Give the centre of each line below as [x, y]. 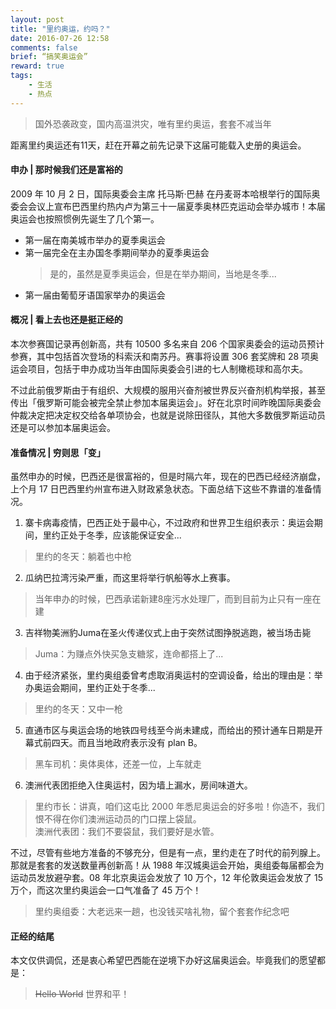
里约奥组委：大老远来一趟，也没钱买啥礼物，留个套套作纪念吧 [162, 912]
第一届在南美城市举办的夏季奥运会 [95, 240]
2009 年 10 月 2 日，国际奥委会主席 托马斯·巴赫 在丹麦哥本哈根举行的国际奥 [165, 193]
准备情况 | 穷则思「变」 [58, 452]
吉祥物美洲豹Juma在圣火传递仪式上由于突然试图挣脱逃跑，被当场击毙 [168, 633]
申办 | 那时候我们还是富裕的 [66, 170]
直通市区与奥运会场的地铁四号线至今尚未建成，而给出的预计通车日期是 [169, 730]
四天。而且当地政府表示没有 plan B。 [127, 743]
